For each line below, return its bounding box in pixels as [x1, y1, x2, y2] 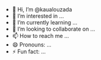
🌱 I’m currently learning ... [12, 19, 78, 26]
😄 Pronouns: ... [12, 41, 52, 48]
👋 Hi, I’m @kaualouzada [12, 6, 72, 13]
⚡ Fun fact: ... [12, 48, 46, 55]
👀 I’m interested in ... [12, 12, 64, 20]
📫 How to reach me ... [12, 32, 69, 39]
